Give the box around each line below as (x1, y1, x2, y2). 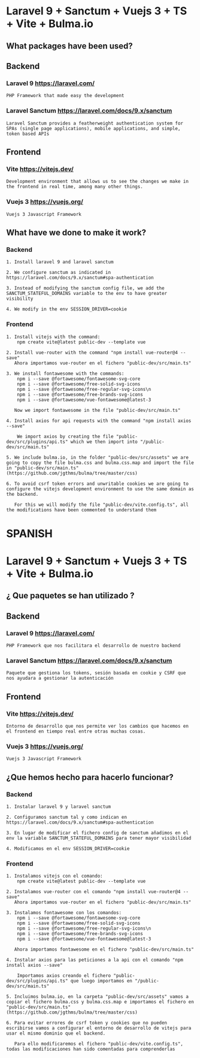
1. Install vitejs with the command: (6, 334, 101, 340)
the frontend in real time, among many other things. (6, 184, 144, 190)
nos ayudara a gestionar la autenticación (6, 676, 114, 682)
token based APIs (6, 131, 50, 137)
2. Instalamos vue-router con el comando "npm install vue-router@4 (6, 889, 181, 895)
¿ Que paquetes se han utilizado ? (6, 590, 135, 601)
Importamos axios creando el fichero (17, 973, 111, 979)
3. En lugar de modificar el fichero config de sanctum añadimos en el (6, 830, 189, 836)
